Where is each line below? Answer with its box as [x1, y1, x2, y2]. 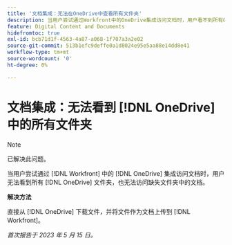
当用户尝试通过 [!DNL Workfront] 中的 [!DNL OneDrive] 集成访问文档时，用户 [7, 169, 225, 177]
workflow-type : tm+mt [7, 49, 70, 56]
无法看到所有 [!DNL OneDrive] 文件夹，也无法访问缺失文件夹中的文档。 [7, 178, 209, 186]
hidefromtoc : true [7, 29, 60, 37]
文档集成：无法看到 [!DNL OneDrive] [7, 100, 215, 115]
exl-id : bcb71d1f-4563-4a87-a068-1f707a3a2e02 [7, 36, 144, 43]
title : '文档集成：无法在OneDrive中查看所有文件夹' [7, 10, 142, 17]
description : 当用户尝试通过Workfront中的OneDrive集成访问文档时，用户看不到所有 [7, 17, 224, 24]
